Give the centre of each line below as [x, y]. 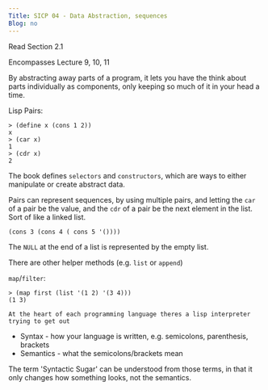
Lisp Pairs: [26, 111]
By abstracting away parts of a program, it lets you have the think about [127, 78]
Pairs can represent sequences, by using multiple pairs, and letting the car [132, 199]
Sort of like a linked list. [47, 217]
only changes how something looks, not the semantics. [100, 377]
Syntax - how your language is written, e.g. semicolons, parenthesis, [134, 336]
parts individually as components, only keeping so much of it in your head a [134, 86]
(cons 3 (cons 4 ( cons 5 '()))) [65, 232]
